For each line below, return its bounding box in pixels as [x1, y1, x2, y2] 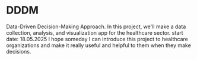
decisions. [6, 48, 31, 55]
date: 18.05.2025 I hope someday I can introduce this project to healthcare [6, 35, 188, 42]
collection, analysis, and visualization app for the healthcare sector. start [6, 29, 183, 36]
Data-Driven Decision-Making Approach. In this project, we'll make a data [6, 23, 186, 30]
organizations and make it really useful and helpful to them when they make [6, 42, 191, 49]
